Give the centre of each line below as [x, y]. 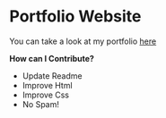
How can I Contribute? [52, 58]
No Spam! [41, 104]
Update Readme [52, 76]
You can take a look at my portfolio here [83, 41]
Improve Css [46, 95]
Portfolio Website [75, 17]
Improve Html [48, 85]
